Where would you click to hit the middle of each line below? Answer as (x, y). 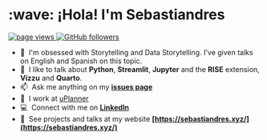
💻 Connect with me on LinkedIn (75, 107)
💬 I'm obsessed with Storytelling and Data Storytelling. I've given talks (137, 52)
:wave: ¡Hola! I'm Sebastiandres (117, 15)
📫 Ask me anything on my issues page (86, 86)
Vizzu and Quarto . (51, 78)
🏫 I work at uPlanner (55, 98)
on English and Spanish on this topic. (81, 61)
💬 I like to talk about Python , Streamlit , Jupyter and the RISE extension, (140, 69)
